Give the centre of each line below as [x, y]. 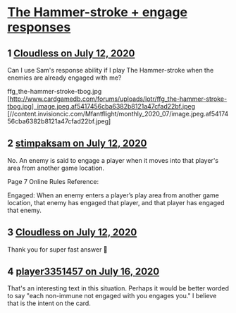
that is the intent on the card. [49, 303]
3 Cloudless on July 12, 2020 [72, 232]
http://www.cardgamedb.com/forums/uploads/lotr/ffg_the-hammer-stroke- [118, 99]
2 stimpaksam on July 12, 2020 [77, 143]
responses [39, 27]
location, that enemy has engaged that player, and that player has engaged [116, 202]
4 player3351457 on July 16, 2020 [83, 272]
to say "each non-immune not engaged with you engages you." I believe [112, 296]
